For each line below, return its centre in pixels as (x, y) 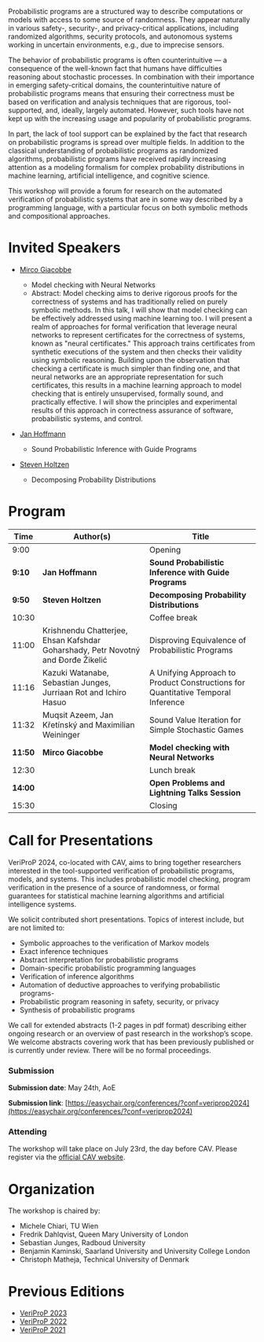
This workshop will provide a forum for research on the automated (115, 191)
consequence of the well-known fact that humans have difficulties (115, 68)
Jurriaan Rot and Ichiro (84, 692)
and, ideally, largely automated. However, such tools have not (145, 110)
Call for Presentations (81, 841)
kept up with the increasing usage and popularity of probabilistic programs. (130, 118)
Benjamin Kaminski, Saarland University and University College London (135, 1251)
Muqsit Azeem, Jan (78, 715)
